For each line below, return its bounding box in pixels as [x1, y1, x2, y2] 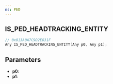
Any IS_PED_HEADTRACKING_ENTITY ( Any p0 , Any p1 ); [5, 42, 108, 47]
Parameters [5, 56, 41, 64]
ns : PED [5, 7, 21, 12]
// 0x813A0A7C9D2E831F [5, 38, 51, 42]
